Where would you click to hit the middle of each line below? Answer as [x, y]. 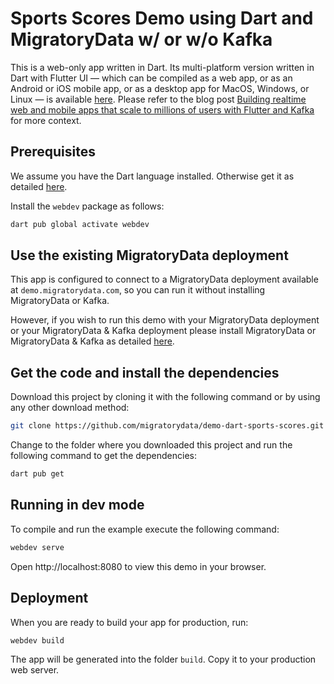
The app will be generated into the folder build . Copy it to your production [163, 659]
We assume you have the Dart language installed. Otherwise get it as [152, 176]
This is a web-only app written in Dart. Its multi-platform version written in [162, 67]
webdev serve [37, 547]
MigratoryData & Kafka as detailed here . [92, 341]
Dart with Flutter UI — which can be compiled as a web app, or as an [151, 78]
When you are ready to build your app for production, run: [129, 622]
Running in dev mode [77, 505]
